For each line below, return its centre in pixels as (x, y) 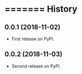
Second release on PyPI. (36, 66)
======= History (41, 9)
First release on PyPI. (33, 39)
